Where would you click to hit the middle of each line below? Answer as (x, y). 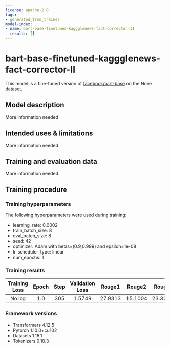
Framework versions (31, 314)
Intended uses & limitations (49, 133)
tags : (11, 15)
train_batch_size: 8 (32, 230)
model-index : (19, 24)
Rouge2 (137, 287)
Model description (35, 105)
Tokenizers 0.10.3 (31, 341)
